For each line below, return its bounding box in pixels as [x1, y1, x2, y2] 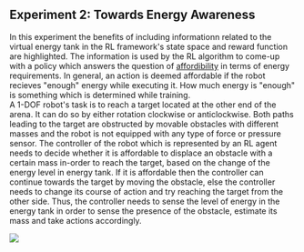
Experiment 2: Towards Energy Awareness [9, 7, 256, 23]
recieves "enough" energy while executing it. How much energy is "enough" [9, 79, 296, 90]
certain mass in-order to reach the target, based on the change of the [9, 156, 270, 167]
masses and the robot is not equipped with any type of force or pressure [9, 127, 282, 139]
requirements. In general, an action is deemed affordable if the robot [9, 70, 266, 81]
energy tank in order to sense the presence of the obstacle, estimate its [9, 205, 278, 217]
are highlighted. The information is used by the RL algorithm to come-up [9, 50, 280, 62]
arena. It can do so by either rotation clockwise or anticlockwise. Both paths [9, 108, 294, 119]
